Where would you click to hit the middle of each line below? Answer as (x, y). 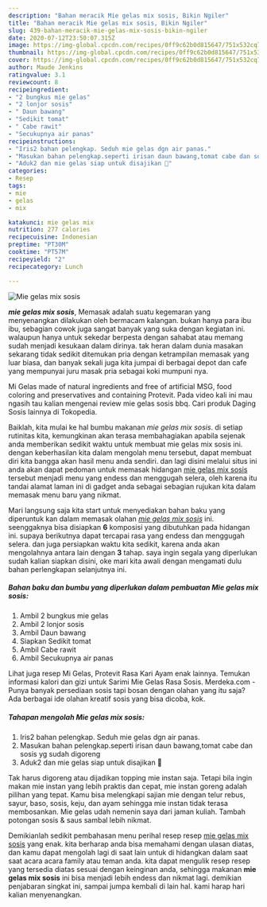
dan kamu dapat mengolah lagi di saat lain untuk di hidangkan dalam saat (128, 853)
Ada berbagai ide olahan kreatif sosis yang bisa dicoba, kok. (107, 699)
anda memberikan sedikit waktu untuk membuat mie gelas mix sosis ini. (126, 444)
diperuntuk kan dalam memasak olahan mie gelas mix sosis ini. (111, 519)
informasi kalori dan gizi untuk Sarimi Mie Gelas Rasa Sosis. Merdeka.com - (132, 682)
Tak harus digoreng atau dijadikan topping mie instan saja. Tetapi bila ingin (130, 778)
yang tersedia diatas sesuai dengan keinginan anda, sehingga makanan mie (132, 870)
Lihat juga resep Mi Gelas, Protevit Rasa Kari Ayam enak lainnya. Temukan (129, 674)
